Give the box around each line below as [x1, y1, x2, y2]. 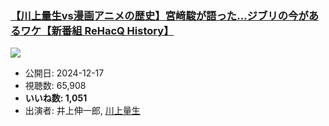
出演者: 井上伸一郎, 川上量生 [24, 105, 141, 117]
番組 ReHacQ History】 [61, 23, 175, 37]
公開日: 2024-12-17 [24, 67, 105, 79]
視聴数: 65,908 [24, 80, 87, 92]
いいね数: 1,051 [24, 92, 88, 104]
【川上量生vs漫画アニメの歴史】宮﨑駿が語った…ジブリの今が [10, 8, 309, 22]
